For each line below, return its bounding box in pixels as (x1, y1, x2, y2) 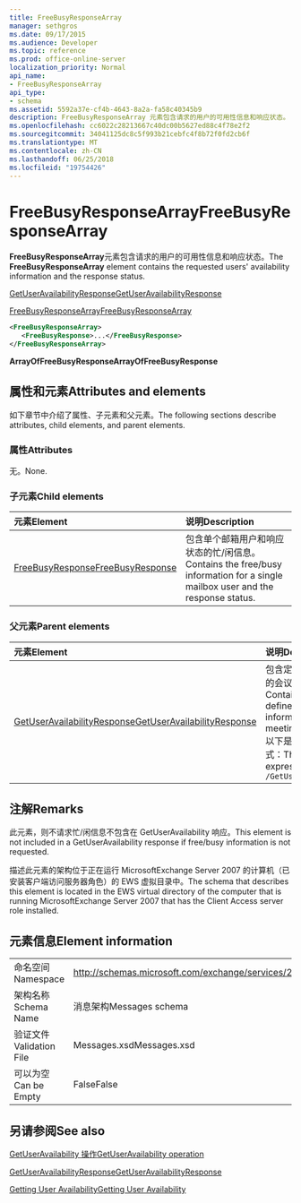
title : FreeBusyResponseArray (9, 13, 123, 22)
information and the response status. (9, 271, 146, 282)
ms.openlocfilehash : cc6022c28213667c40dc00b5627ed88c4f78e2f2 (9, 122, 251, 131)
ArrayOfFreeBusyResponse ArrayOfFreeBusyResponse (9, 356, 218, 366)
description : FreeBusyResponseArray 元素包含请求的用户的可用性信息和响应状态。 (9, 113, 290, 122)
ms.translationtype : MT (9, 138, 99, 147)
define (265, 700, 293, 712)
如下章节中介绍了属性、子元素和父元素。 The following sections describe (9, 409, 277, 420)
